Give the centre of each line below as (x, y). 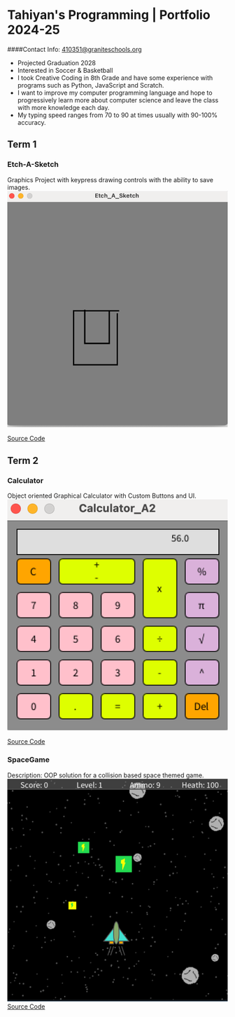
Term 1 (22, 145)
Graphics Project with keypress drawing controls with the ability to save (111, 179)
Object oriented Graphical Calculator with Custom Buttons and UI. (102, 496)
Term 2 (23, 460)
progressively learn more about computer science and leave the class (118, 100)
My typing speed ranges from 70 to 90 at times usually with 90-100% (117, 115)
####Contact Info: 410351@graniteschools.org (74, 49)
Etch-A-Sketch (33, 165)
